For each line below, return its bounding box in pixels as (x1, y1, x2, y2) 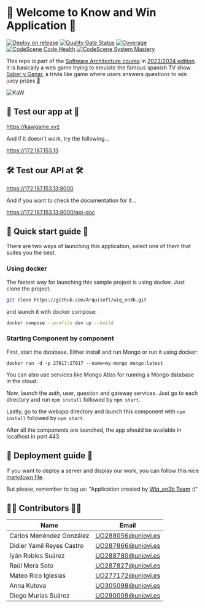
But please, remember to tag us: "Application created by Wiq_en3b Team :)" (6, 485, 198, 493)
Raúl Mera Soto (9, 561, 54, 570)
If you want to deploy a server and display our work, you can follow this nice (6, 467, 199, 474)
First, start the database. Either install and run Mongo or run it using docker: (6, 348, 198, 356)
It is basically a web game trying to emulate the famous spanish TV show (6, 64, 191, 71)
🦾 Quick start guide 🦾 (6, 226, 89, 236)
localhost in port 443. (6, 432, 61, 440)
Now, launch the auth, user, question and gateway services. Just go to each (6, 389, 198, 397)
